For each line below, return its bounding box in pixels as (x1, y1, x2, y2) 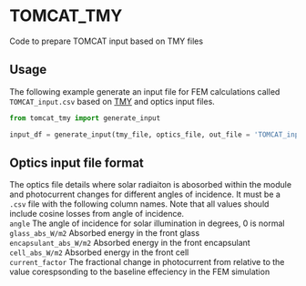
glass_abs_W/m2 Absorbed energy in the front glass (9, 228, 200, 239)
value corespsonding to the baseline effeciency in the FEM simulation (9, 266, 270, 278)
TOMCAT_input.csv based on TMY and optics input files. (9, 96, 216, 107)
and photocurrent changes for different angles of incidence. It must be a (9, 189, 280, 200)
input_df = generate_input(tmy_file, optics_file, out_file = (9, 129, 250, 139)
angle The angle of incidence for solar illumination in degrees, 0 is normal (9, 218, 285, 229)
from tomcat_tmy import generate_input (9, 113, 161, 123)
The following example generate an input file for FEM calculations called (9, 86, 280, 97)
